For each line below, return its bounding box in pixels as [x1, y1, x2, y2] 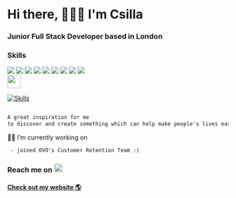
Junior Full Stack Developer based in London [7, 32, 163, 42]
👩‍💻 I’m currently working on [7, 133, 88, 142]
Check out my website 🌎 [7, 182, 82, 191]
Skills [7, 51, 27, 61]
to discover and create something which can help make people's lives [7, 120, 218, 128]
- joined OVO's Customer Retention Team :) [10, 147, 140, 154]
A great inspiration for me [7, 114, 90, 121]
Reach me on [7, 165, 53, 175]
